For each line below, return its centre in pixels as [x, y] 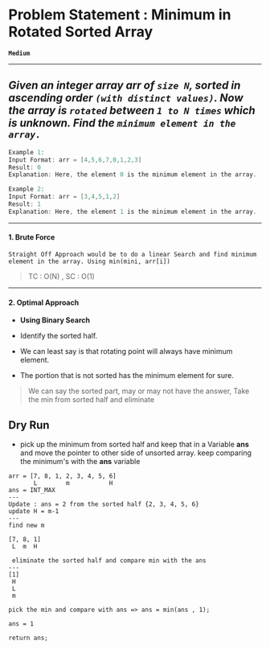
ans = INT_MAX [32, 490]
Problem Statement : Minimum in [120, 15]
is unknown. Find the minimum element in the [122, 123]
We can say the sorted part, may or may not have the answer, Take [139, 391]
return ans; [28, 638]
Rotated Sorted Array [81, 32]
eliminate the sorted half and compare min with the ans [109, 561]
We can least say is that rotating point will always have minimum [126, 351]
